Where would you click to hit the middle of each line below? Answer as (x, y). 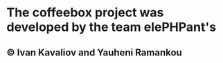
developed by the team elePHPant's (111, 27)
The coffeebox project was (85, 13)
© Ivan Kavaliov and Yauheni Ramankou (95, 52)
